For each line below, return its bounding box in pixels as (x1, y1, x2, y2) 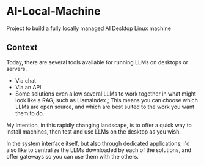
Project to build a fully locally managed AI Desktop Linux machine (6, 25, 171, 32)
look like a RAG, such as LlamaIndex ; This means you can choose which (15, 96, 199, 104)
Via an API (15, 83, 42, 91)
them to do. (15, 109, 45, 117)
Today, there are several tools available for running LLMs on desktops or (6, 58, 188, 66)
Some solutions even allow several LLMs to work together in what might (15, 90, 197, 97)
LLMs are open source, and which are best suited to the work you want (15, 103, 194, 110)
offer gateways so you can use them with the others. (6, 153, 139, 160)
